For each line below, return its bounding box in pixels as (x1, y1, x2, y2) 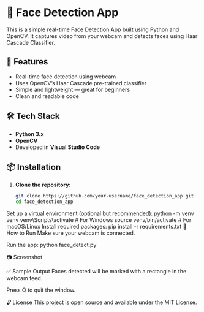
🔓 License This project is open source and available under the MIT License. (6, 299, 197, 306)
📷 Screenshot (6, 254, 43, 261)
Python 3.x (15, 130, 44, 137)
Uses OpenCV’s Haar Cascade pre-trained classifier (15, 79, 147, 86)
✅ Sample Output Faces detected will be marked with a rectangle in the (6, 268, 187, 275)
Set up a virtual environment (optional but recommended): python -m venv (6, 210, 194, 217)
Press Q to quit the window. (6, 286, 76, 294)
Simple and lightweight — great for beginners (15, 86, 130, 93)
